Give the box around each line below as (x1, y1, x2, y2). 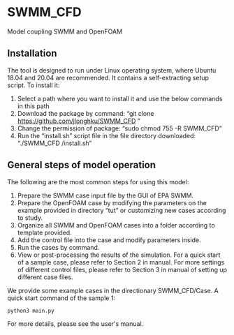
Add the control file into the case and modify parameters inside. (17, 235, 201, 244)
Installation (7, 47, 57, 59)
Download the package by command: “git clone (17, 109, 154, 117)
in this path (17, 102, 50, 110)
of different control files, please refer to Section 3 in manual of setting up (17, 265, 228, 274)
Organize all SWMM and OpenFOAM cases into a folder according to (17, 221, 215, 229)
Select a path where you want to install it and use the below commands (17, 94, 223, 103)
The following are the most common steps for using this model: (7, 177, 189, 186)
